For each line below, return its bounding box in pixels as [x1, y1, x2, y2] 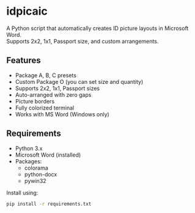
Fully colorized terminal [15, 104, 75, 111]
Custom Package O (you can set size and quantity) [15, 78, 144, 85]
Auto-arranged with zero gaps [15, 91, 92, 99]
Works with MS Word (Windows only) [15, 110, 110, 118]
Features [6, 55, 41, 65]
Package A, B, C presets [15, 72, 76, 79]
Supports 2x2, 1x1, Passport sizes [15, 84, 100, 92]
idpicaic [6, 4, 48, 18]
